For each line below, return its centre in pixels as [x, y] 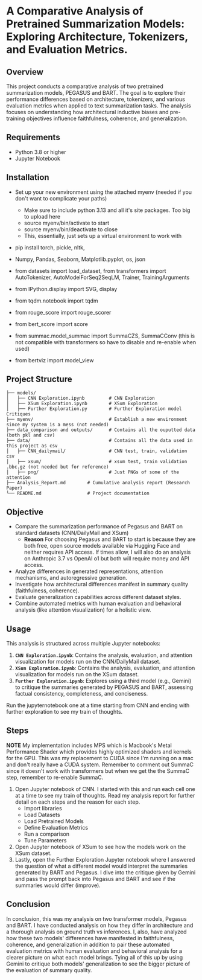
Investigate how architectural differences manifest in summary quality [102, 584]
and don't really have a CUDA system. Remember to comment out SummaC [100, 764]
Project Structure [39, 380]
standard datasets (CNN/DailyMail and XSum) [72, 533]
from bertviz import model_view [54, 360]
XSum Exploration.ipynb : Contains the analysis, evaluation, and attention [105, 668]
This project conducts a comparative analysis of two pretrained [85, 86]
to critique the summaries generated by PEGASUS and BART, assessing [104, 687]
